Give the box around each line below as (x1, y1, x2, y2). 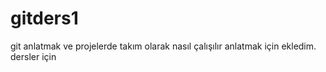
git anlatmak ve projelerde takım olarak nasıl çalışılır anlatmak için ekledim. (10, 40, 317, 52)
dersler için (10, 50, 57, 62)
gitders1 (10, 7, 79, 30)
